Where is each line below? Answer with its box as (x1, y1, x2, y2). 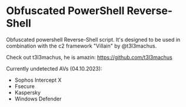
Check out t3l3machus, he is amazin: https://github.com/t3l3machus (6, 53, 172, 61)
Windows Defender (14, 95, 62, 102)
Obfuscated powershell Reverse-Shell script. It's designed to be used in (6, 36, 181, 43)
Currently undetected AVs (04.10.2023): (6, 65, 102, 72)
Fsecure (14, 82, 35, 89)
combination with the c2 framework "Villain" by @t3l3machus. (6, 42, 157, 49)
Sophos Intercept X (14, 76, 62, 83)
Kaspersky (14, 89, 41, 96)
